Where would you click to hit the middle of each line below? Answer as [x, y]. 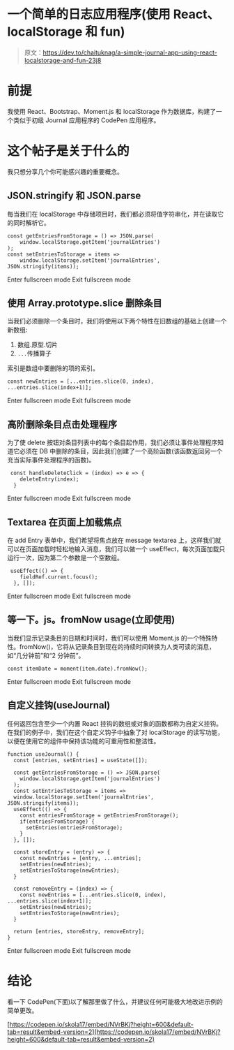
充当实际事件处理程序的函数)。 [51, 460]
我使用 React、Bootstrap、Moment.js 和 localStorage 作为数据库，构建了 [112, 111]
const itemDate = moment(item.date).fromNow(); [78, 669]
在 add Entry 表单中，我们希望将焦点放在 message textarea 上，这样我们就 [114, 540]
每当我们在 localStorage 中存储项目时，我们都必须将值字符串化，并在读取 [112, 214]
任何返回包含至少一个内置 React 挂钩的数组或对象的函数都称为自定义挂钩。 [115, 723]
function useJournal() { [43, 754]
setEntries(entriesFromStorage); [74, 827]
